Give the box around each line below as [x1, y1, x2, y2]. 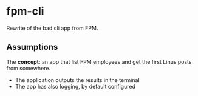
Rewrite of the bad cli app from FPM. [6, 24, 98, 32]
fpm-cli [6, 4, 44, 18]
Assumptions [6, 42, 58, 52]
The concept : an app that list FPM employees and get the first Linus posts [6, 58, 192, 65]
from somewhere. [6, 64, 50, 72]
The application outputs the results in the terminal [15, 76, 140, 83]
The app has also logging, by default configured [15, 83, 135, 90]
